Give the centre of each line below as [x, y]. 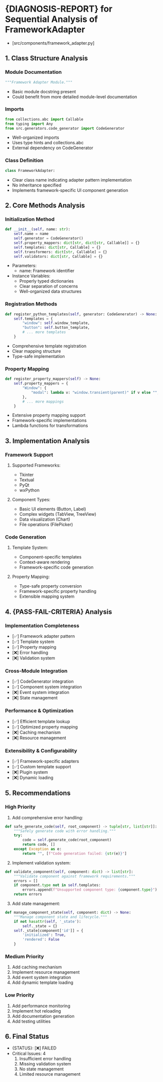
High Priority [20, 807]
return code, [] [39, 845]
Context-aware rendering [45, 562]
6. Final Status [27, 1036]
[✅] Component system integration [47, 687]
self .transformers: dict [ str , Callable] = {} [61, 252]
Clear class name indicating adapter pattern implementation [72, 180]
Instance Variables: [31, 276]
